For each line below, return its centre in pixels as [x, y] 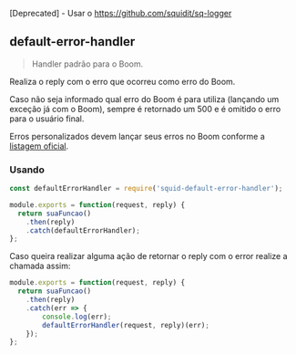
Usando [27, 170]
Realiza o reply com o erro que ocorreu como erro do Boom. [122, 81]
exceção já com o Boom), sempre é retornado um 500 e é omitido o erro [145, 109]
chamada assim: [40, 266]
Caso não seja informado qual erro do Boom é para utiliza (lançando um [144, 99]
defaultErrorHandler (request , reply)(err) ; [126, 325]
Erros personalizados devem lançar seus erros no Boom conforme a [138, 136]
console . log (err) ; [77, 317]
